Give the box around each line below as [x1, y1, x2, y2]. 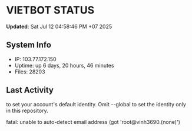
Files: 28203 [14, 68, 45, 75]
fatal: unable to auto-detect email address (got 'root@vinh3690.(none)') [6, 118, 181, 125]
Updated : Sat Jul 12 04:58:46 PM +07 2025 [6, 23, 112, 30]
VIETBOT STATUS [6, 4, 95, 17]
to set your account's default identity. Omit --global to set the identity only [6, 100, 187, 108]
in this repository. [6, 107, 48, 114]
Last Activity [6, 85, 54, 95]
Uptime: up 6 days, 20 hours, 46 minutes [14, 62, 114, 69]
